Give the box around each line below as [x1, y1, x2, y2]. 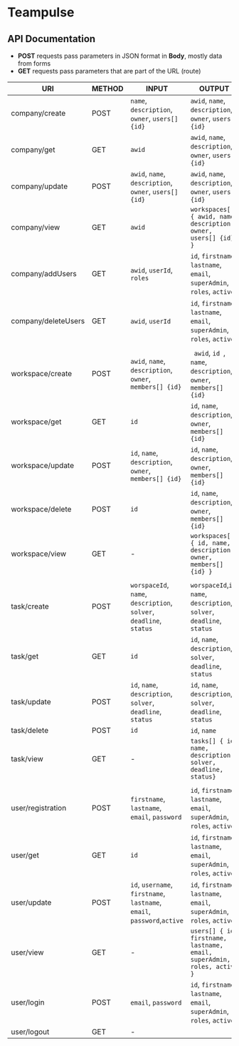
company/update [11, 181, 68, 191]
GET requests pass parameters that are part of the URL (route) [17, 67, 201, 75]
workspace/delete [11, 504, 72, 514]
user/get [11, 850, 39, 860]
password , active [130, 915, 184, 925]
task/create [11, 601, 50, 611]
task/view [11, 754, 44, 763]
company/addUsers [11, 269, 77, 278]
